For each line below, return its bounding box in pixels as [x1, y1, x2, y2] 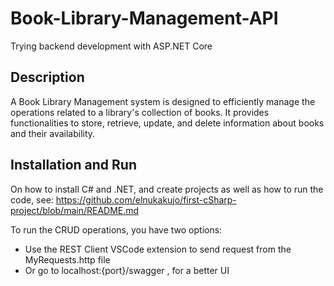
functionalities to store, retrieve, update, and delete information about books [10, 117, 325, 129]
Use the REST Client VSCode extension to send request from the [24, 243, 292, 255]
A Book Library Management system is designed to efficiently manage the [10, 95, 316, 107]
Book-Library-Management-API [10, 7, 279, 30]
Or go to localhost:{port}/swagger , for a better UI [24, 264, 230, 276]
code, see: [10, 193, 54, 206]
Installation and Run [10, 157, 138, 174]
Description [10, 69, 85, 86]
